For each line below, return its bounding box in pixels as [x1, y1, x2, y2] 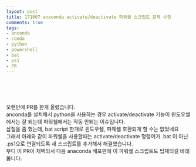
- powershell [6, 47, 38, 53]
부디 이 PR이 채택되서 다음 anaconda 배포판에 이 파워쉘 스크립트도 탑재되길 [6, 148, 179, 155]
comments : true [6, 19, 43, 25]
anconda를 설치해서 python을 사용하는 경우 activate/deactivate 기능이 [6, 111, 170, 118]
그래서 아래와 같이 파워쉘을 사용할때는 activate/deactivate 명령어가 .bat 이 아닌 [6, 133, 188, 140]
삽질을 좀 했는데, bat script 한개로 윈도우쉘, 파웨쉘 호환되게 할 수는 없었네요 [6, 125, 179, 132]
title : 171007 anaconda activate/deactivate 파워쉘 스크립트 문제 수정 [6, 14, 171, 20]
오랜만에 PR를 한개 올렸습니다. [6, 104, 76, 111]
